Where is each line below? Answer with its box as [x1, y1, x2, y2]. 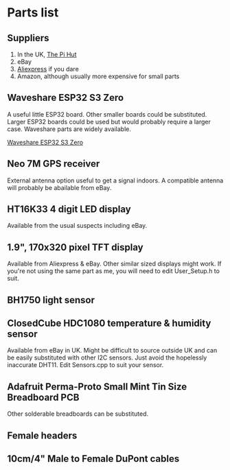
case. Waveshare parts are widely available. [7, 125, 132, 133]
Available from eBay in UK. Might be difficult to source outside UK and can [7, 346, 218, 355]
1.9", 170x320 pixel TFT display [7, 242, 143, 253]
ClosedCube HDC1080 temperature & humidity [7, 318, 211, 329]
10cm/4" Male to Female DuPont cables [7, 453, 180, 465]
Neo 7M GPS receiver [7, 158, 100, 169]
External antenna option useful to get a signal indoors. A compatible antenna [7, 176, 224, 185]
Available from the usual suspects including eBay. [7, 222, 148, 230]
